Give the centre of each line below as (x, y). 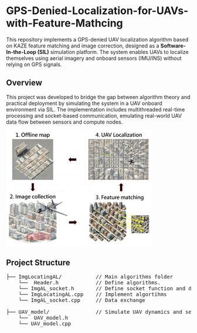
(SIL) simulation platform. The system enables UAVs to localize (113, 52)
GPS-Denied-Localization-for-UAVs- (97, 11)
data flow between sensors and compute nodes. (64, 122)
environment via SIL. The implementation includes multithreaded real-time (96, 109)
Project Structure (38, 263)
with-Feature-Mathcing (64, 23)
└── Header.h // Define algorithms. (90, 282)
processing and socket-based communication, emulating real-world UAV (94, 115)
